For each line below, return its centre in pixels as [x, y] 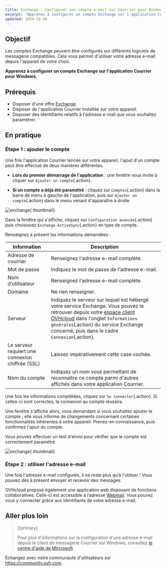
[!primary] [27, 528]
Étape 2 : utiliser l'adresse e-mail [45, 464]
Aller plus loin [27, 516]
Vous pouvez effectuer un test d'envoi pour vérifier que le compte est [76, 436]
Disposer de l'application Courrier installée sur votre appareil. [75, 109]
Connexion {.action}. [73, 337]
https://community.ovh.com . [34, 563]
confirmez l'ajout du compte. [35, 427]
